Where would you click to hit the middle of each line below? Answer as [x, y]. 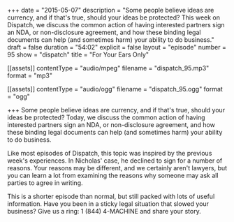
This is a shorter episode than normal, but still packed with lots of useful [111, 196]
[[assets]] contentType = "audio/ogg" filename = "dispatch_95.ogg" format [115, 89]
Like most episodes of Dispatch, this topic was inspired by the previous [110, 153]
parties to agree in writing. [45, 183]
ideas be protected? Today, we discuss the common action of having [106, 117]
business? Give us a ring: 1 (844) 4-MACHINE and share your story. [104, 211]
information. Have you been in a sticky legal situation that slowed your [108, 204]
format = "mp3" [30, 75]
